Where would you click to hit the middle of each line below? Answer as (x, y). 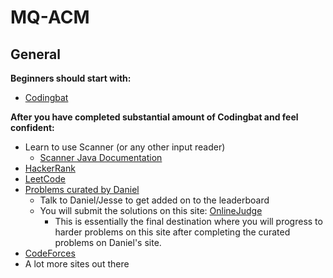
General (36, 54)
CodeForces (50, 253)
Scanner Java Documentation (101, 157)
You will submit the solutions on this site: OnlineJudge (151, 210)
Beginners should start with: (71, 78)
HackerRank (50, 168)
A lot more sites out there (77, 264)
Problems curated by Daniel (82, 189)
